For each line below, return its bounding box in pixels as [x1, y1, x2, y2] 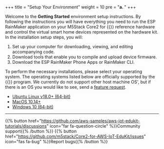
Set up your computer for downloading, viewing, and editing [12, 44, 133, 49]
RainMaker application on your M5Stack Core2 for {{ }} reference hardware [5, 24, 155, 30]
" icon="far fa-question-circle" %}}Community [46, 123, 141, 129]
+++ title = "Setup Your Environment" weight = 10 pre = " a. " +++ [5, 4, 136, 10]
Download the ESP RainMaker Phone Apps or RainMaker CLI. [12, 59, 135, 65]
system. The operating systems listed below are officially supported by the [5, 74, 155, 79]
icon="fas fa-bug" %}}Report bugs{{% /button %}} [5, 139, 108, 144]
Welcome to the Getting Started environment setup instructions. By [5, 14, 141, 19]
